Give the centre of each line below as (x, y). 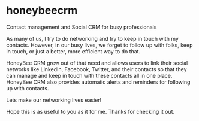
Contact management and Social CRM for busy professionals (82, 27)
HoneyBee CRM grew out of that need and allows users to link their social (97, 63)
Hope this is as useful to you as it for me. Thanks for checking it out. (91, 111)
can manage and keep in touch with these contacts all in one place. (89, 75)
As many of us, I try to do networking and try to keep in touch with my (92, 38)
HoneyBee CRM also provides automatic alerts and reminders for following (98, 82)
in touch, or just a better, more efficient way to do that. (73, 51)
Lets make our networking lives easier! (54, 100)
